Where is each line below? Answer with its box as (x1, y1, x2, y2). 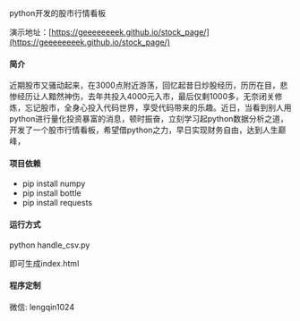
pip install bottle (21, 188, 82, 199)
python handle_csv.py (9, 240, 90, 250)
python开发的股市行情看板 (9, 8, 106, 18)
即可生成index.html (9, 258, 80, 268)
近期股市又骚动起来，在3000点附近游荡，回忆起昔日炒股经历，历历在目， (9, 80, 280, 91)
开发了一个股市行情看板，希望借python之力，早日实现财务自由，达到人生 (9, 124, 279, 136)
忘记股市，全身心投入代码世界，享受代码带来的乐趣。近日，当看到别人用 (24, 102, 292, 114)
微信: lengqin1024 (9, 301, 74, 312)
